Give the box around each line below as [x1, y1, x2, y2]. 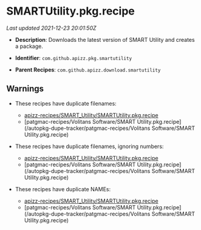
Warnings [6, 84, 44, 94]
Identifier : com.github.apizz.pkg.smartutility [15, 54, 132, 61]
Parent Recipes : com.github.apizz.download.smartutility [15, 66, 161, 73]
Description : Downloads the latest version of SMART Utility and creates [15, 36, 196, 43]
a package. [15, 42, 44, 50]
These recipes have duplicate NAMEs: [15, 185, 111, 192]
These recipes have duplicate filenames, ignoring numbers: [15, 143, 164, 150]
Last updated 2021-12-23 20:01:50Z [6, 24, 97, 32]
